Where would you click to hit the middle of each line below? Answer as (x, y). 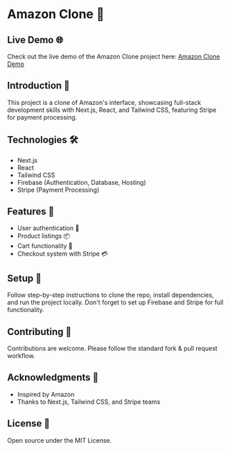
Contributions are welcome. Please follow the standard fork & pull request (113, 348)
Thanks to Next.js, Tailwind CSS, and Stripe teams (89, 402)
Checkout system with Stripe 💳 (63, 254)
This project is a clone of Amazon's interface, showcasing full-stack (104, 102)
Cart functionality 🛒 (45, 246)
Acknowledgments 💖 (53, 378)
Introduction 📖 (39, 86)
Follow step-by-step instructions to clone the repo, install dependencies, (111, 295)
